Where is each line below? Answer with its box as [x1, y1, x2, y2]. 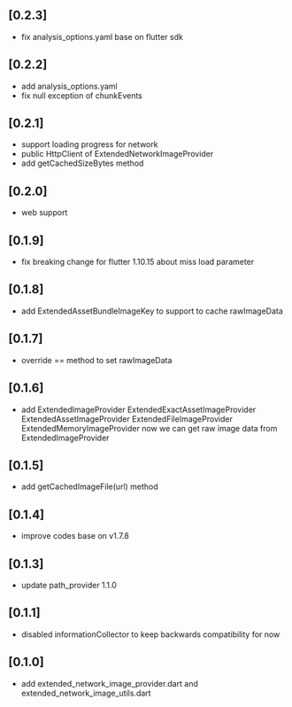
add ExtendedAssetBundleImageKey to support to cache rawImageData [20, 306, 284, 316]
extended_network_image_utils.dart [20, 688, 151, 698]
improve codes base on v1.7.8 [20, 531, 129, 541]
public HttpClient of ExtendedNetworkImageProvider [20, 149, 214, 159]
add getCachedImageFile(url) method [20, 481, 158, 492]
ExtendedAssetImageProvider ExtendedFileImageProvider [20, 413, 234, 424]
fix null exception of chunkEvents [20, 89, 142, 101]
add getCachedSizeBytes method [20, 158, 144, 168]
